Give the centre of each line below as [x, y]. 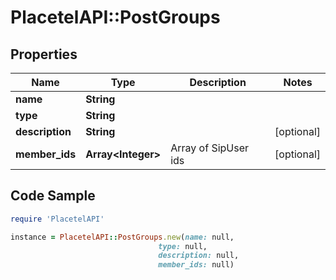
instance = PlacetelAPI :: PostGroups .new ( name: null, [122, 237]
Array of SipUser [210, 148]
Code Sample [53, 196]
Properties [44, 54]
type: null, [183, 246]
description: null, [199, 256]
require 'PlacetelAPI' [57, 219]
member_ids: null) [196, 265]
